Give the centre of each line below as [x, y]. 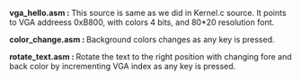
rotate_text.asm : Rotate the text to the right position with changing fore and [150, 56]
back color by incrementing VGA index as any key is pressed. [123, 66]
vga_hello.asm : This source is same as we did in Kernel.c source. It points [148, 13]
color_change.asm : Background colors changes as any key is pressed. [142, 40]
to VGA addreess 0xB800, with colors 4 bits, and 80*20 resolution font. [142, 22]
